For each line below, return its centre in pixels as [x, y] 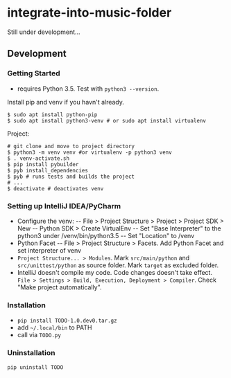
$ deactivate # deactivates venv [55, 188]
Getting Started [34, 73]
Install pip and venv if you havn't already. [66, 102]
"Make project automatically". [59, 287]
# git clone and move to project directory [71, 146]
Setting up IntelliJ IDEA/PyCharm [64, 206]
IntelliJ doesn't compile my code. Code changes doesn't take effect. [115, 272]
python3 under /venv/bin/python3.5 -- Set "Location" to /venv [106, 235]
